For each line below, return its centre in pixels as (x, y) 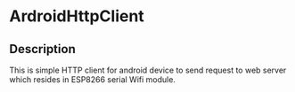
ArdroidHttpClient (77, 16)
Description (42, 49)
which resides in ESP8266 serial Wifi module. (93, 80)
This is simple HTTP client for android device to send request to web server (148, 70)
